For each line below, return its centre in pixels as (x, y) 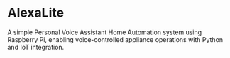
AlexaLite (36, 13)
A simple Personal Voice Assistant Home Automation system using (105, 32)
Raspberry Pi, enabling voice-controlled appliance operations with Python (115, 39)
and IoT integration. (36, 47)
